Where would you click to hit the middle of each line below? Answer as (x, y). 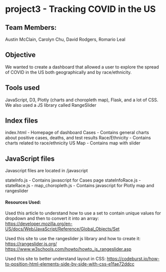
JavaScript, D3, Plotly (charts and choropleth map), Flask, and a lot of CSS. (82, 100)
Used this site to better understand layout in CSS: (55, 259)
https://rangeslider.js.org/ (31, 244)
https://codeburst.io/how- (133, 259)
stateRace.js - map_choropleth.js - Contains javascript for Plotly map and (80, 186)
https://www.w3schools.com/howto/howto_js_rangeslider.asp (68, 249)
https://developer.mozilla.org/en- (39, 224)
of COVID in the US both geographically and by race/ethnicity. (69, 72)
